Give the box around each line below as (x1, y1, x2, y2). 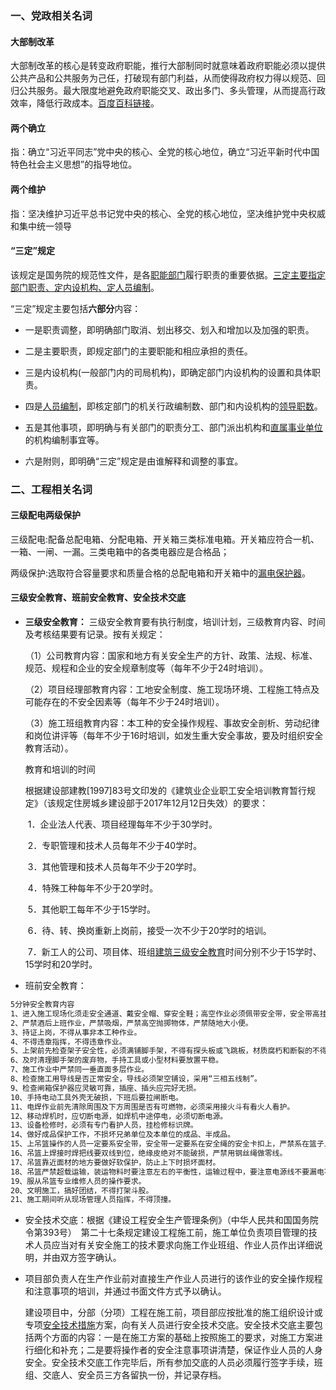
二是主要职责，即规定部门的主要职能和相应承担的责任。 (24, 345, 253, 357)
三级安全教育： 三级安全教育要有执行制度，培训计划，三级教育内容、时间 (24, 616, 326, 628)
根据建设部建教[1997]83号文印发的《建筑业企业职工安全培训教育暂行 (24, 785, 308, 797)
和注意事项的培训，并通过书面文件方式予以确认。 (24, 1285, 227, 1297)
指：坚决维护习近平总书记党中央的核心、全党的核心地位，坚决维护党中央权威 (10, 207, 326, 219)
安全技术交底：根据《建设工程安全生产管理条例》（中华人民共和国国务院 (24, 1214, 319, 1226)
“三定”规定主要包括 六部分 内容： (10, 302, 142, 314)
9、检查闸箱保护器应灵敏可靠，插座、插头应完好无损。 (10, 1083, 202, 1093)
